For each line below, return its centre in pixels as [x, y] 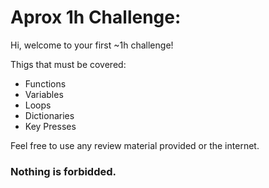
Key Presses [50, 126]
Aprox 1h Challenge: [96, 17]
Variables [44, 94]
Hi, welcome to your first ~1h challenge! [92, 45]
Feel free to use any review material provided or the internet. [135, 145]
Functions [45, 83]
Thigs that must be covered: [68, 64]
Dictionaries [49, 115]
